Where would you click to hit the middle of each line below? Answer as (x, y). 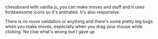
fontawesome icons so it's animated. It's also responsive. (63, 12)
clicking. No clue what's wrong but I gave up (50, 32)
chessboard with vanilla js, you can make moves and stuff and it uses (75, 7)
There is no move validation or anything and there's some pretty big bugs (79, 21)
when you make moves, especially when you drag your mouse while (74, 26)
